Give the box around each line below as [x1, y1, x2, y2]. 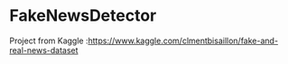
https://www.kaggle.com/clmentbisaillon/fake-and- [88, 35, 278, 46]
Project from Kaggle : [9, 35, 88, 46]
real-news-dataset [9, 44, 79, 55]
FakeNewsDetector [9, 5, 157, 26]
